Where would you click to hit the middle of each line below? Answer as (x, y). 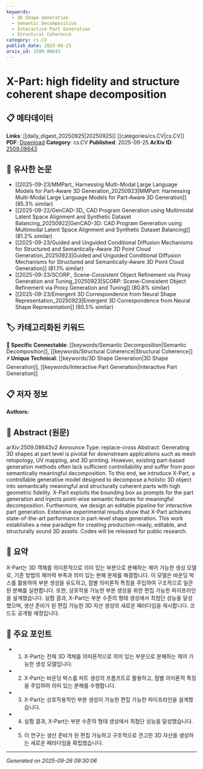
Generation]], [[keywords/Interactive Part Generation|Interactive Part (92, 367)
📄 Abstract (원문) (38, 432)
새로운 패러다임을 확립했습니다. (67, 743)
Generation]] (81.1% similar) (49, 268)
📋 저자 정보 (27, 394)
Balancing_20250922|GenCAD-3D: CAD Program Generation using (98, 223)
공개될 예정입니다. (38, 613)
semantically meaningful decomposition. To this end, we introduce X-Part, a (101, 473)
